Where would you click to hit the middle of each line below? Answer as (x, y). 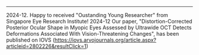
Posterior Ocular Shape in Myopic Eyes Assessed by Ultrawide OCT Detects (99, 27)
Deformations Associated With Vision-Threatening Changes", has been (93, 34)
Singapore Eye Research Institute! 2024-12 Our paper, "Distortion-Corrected (99, 21)
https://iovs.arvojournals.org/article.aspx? (105, 40)
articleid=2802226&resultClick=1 (46, 46)
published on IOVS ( (31, 40)
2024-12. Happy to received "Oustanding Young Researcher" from (87, 15)
